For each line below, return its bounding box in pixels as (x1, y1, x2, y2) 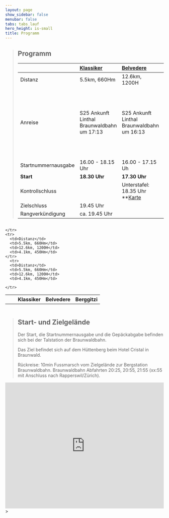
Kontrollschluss (20, 187, 57, 195)
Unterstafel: (121, 181, 150, 188)
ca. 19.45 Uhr (79, 210, 113, 217)
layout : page (5, 7, 33, 13)
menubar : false (5, 17, 37, 22)
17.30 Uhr (121, 173, 147, 180)
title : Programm (5, 31, 39, 36)
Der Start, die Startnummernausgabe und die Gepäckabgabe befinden (17, 331, 163, 338)
